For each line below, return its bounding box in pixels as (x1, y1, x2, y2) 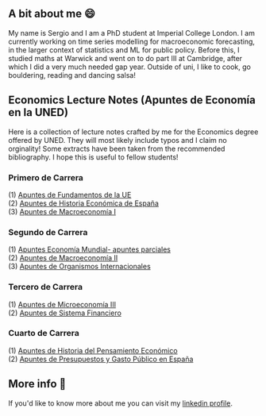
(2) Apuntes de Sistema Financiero (8, 308, 121, 318)
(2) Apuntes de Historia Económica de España (8, 198, 159, 208)
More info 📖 (8, 377, 67, 391)
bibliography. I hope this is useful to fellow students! (8, 152, 179, 162)
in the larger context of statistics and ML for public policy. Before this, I (8, 44, 240, 55)
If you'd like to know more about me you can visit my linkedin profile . (8, 398, 233, 408)
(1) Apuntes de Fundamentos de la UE (8, 190, 132, 199)
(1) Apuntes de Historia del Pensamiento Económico (8, 345, 178, 355)
